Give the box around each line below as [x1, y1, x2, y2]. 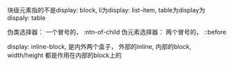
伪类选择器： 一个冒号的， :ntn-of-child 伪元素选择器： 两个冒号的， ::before [7, 28, 227, 36]
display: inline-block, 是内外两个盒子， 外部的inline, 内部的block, [7, 43, 191, 50]
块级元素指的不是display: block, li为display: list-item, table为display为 [7, 6, 206, 14]
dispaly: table [7, 14, 46, 22]
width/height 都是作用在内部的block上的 [7, 51, 122, 59]
